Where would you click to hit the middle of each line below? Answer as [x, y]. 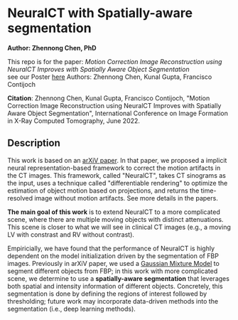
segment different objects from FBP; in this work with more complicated [113, 271]
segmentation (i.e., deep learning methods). [72, 309]
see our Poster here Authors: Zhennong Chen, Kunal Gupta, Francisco [110, 77]
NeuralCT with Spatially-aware [100, 13]
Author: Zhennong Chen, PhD [52, 48]
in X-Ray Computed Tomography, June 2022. [74, 121]
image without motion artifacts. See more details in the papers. [126, 198]
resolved [20, 198]
